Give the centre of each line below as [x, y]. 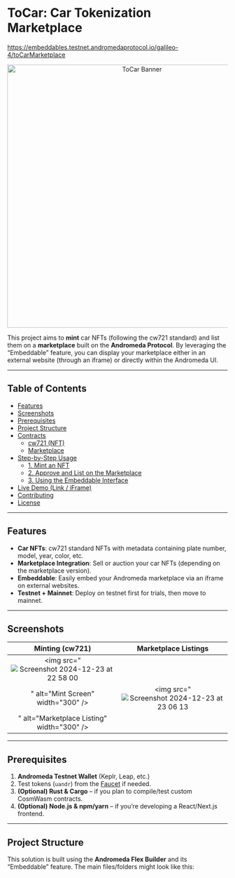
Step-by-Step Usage [47, 458]
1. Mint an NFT [49, 465]
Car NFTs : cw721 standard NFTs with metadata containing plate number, [122, 548]
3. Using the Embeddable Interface [78, 480]
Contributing [35, 495]
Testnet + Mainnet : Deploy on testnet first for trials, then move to [112, 593]
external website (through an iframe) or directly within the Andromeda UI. [113, 360]
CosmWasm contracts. [50, 799]
